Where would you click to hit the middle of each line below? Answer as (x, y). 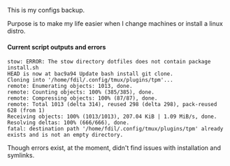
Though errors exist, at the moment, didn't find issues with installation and (114, 148)
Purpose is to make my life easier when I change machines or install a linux (115, 23)
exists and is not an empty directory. (65, 135)
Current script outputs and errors (57, 47)
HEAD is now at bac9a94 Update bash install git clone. (90, 74)
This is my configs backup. (46, 10)
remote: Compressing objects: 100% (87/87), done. (82, 98)
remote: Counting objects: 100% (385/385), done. (81, 92)
